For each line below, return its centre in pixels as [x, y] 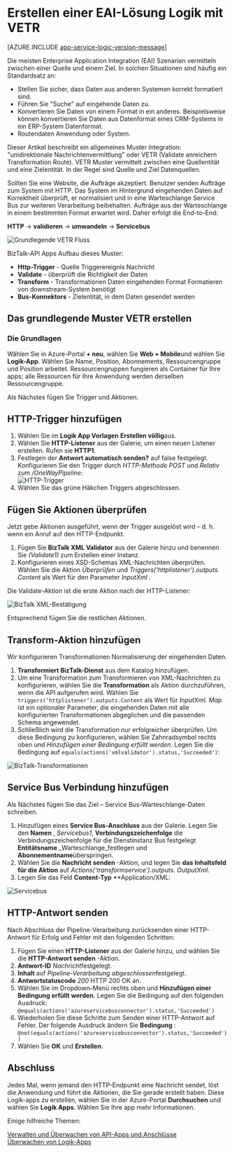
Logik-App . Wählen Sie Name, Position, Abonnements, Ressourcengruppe [114, 361]
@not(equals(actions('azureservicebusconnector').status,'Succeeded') [122, 1033]
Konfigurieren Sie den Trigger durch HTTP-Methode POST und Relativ [118, 466]
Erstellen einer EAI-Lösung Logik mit [115, 13]
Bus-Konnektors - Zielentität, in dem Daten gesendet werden [106, 296]
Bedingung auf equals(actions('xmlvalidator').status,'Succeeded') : [118, 752]
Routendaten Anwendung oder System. [74, 134]
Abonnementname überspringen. [65, 855]
